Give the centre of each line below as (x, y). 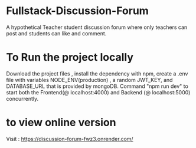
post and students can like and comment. (56, 33)
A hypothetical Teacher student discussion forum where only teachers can (97, 27)
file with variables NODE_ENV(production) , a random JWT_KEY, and (89, 80)
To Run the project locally (70, 57)
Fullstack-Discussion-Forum (77, 11)
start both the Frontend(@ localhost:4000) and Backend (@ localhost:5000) (98, 92)
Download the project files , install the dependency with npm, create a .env (97, 73)
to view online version (61, 123)
